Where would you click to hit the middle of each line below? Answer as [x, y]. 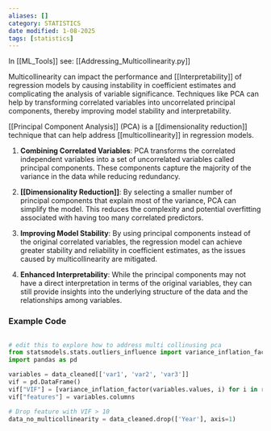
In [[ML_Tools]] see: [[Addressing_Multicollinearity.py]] [100, 61]
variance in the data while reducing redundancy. [100, 176]
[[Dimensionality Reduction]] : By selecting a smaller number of [126, 192]
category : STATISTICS [45, 23]
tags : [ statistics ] [41, 38]
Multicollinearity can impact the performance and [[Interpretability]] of [125, 77]
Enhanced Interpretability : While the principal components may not [133, 275]
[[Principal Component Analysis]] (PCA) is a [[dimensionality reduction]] [128, 126]
